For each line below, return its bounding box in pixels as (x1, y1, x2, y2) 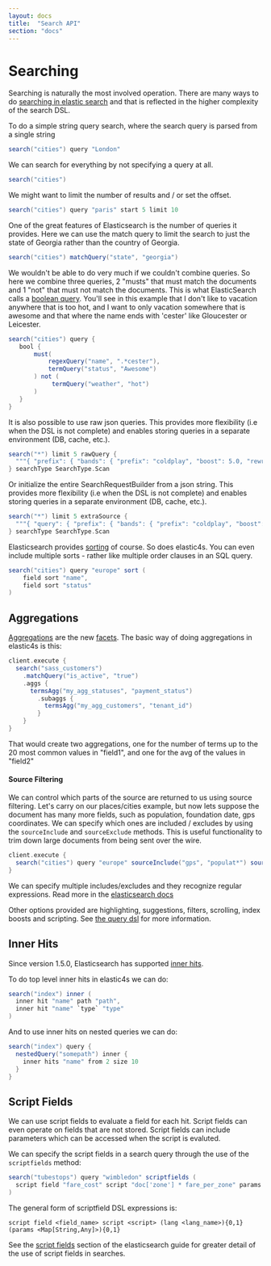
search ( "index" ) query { (8, 1043, 92, 1051)
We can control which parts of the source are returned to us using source (8, 793, 252, 802)
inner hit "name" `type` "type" (15, 1005, 125, 1013)
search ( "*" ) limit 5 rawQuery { (8, 450, 117, 458)
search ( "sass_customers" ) (15, 664, 103, 672)
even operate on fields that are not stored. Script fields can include (8, 1125, 231, 1135)
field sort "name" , (23, 574, 89, 582)
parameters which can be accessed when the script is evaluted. (8, 1134, 221, 1143)
